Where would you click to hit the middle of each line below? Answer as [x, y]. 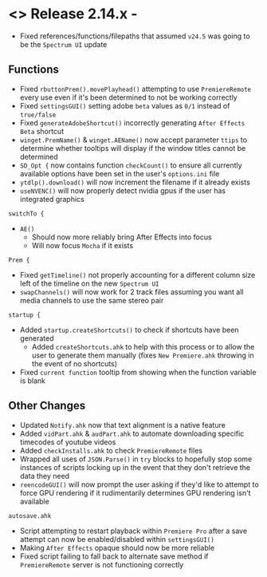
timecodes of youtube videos [68, 442]
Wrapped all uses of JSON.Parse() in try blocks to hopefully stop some [136, 459]
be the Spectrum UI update [63, 44]
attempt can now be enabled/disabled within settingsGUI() [117, 539]
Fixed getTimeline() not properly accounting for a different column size [137, 275]
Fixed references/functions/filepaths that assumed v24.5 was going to [135, 36]
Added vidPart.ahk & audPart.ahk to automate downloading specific [132, 433]
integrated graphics [52, 199]
